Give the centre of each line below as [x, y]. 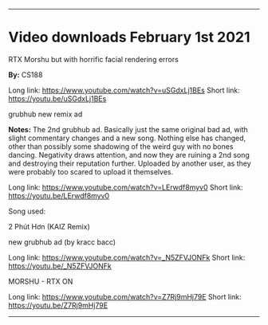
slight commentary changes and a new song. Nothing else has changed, [127, 138]
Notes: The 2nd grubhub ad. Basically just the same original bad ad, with [128, 129]
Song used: [27, 211]
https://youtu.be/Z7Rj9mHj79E [58, 305]
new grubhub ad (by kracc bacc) [62, 242]
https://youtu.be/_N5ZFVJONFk [60, 266]
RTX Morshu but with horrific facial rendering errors [94, 59]
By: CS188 [26, 74]
